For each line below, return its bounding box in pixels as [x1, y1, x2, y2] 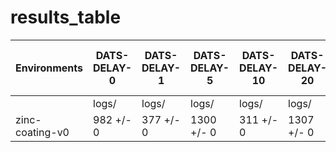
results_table [10, 6, 122, 29]
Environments [15, 61, 84, 75]
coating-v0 [15, 125, 70, 139]
